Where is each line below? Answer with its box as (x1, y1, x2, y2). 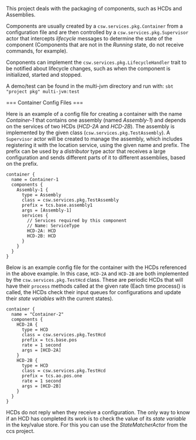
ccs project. (6, 428, 35, 434)
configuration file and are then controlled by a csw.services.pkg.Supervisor (6, 29, 189, 36)
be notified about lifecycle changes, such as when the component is (6, 65, 171, 72)
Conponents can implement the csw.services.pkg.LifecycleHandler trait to (6, 59, 187, 66)
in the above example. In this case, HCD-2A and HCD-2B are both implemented (6, 270, 189, 277)
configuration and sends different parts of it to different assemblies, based (6, 154, 185, 161)
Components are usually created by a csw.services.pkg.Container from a (6, 23, 183, 29)
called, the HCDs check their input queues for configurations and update (6, 289, 181, 295)
